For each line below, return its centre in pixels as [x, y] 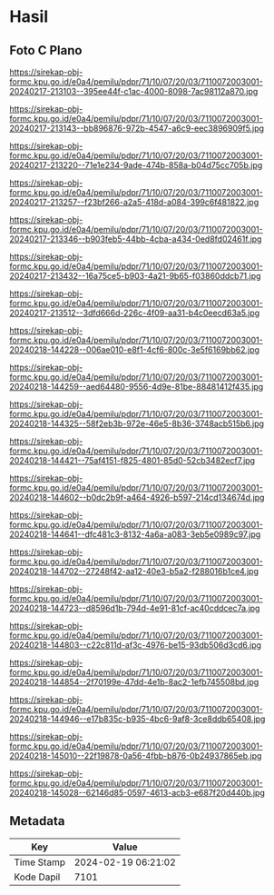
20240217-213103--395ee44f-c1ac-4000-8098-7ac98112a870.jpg [134, 91]
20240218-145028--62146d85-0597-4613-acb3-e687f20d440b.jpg [137, 793]
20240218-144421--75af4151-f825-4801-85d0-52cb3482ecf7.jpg [132, 460]
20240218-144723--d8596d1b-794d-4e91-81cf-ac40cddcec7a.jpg [135, 608]
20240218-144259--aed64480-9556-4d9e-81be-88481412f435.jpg [137, 387]
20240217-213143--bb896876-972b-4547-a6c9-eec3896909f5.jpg [137, 128]
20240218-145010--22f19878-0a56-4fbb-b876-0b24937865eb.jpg [136, 756]
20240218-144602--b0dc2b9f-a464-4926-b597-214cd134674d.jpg [137, 497]
